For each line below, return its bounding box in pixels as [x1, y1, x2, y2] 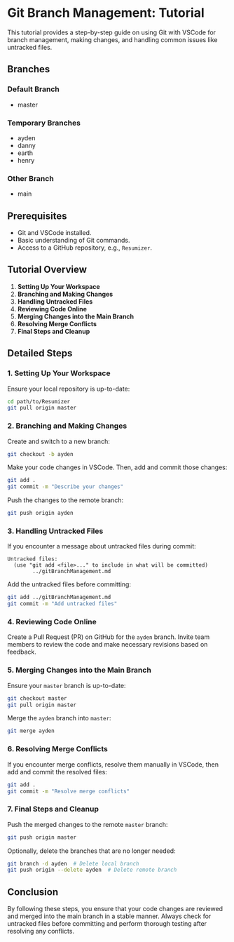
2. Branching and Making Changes [7, 421, 128, 431]
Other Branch [7, 173, 54, 183]
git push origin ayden [7, 510, 74, 517]
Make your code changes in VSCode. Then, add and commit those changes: [7, 463, 228, 471]
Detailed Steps [7, 347, 73, 359]
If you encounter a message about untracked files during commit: [7, 542, 196, 551]
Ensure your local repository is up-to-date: [7, 384, 130, 393]
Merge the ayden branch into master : [7, 714, 111, 722]
